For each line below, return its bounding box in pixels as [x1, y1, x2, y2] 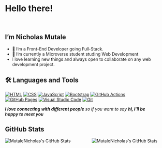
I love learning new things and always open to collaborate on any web [12, 56, 151, 62]
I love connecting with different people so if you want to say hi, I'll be [5, 106, 146, 112]
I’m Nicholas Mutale [5, 33, 66, 41]
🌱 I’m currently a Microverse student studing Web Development [12, 51, 139, 57]
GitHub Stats [5, 125, 44, 133]
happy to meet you [5, 111, 44, 117]
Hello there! [5, 3, 53, 14]
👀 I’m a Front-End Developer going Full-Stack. [12, 46, 103, 51]
